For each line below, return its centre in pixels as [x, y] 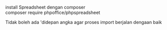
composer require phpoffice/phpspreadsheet [53, 12]
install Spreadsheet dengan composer [45, 7]
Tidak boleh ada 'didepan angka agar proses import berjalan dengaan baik [84, 22]
